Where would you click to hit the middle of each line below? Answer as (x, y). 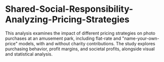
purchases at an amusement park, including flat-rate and (63, 38)
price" (11, 43)
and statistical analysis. (29, 54)
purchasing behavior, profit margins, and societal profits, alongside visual (80, 49)
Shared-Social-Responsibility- (69, 9)
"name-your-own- (141, 38)
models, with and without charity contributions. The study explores (87, 43)
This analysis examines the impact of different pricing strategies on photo (80, 33)
